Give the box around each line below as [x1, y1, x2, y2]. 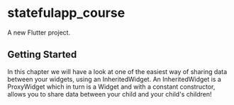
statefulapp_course [7, 5, 126, 21]
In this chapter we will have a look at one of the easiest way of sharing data [7, 67, 228, 75]
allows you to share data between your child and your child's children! [7, 89, 212, 98]
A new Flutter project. [7, 28, 71, 37]
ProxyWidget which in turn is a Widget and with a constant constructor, [7, 82, 216, 91]
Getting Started [7, 49, 77, 61]
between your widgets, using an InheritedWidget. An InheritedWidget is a [7, 75, 222, 83]
